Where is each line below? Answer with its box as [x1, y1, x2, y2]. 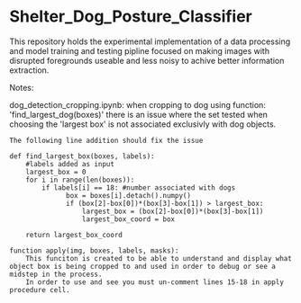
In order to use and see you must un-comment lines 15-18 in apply [25, 277, 284, 287]
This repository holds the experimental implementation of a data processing [9, 36, 291, 47]
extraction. [9, 65, 50, 76]
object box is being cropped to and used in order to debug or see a [9, 262, 277, 271]
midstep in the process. [9, 270, 103, 279]
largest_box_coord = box [81, 214, 176, 224]
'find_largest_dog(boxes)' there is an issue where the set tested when [9, 109, 269, 120]
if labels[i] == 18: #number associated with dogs [41, 183, 236, 192]
